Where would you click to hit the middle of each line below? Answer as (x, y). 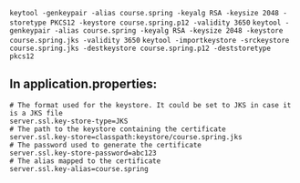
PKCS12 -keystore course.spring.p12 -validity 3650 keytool (166, 23)
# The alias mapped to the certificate (85, 161)
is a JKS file (36, 113)
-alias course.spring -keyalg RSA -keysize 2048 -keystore (169, 31)
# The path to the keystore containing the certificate (118, 129)
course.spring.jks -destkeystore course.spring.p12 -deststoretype (140, 48)
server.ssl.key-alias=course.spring (79, 168)
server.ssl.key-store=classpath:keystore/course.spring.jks (126, 137)
